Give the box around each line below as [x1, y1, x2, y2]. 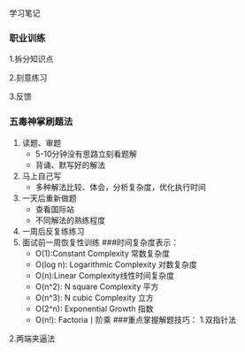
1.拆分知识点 [9, 54, 54, 65]
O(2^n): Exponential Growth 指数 [34, 303, 154, 314]
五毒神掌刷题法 [9, 116, 73, 128]
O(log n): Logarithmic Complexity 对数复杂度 [34, 259, 197, 270]
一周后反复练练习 [21, 226, 85, 236]
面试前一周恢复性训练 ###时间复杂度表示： [21, 237, 180, 248]
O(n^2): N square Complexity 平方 [34, 281, 159, 292]
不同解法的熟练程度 [34, 215, 106, 226]
